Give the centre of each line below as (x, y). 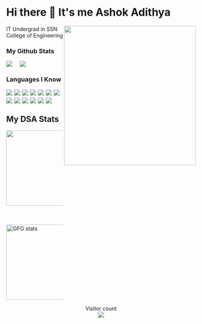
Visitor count (101, 309)
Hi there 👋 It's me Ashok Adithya (88, 12)
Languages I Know (34, 80)
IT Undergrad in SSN (32, 29)
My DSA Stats (32, 119)
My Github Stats (30, 51)
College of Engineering (35, 35)
